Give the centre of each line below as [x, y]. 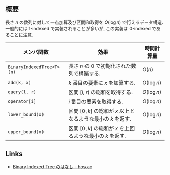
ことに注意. [22, 35]
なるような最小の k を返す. [100, 119]
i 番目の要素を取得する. [96, 101]
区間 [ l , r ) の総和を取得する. [101, 92]
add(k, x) [19, 82]
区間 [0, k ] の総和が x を [97, 128]
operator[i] [22, 101]
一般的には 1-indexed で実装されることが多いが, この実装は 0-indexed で [81, 28]
